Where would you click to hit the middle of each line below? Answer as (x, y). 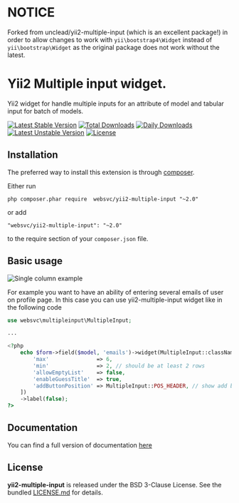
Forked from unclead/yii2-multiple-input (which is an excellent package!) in (118, 32)
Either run (22, 186)
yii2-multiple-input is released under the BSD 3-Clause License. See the (115, 484)
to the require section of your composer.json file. (78, 238)
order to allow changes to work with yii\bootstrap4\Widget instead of (110, 39)
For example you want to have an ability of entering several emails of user (116, 292)
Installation (33, 155)
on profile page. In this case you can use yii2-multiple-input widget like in (115, 300)
